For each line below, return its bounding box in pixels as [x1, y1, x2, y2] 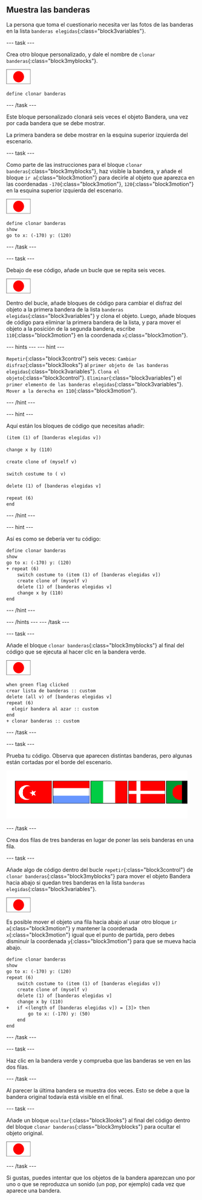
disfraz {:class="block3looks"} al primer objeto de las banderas [6, 361, 169, 368]
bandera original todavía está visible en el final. [6, 1093, 124, 1100]
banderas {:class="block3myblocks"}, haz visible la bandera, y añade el [6, 167, 183, 175]
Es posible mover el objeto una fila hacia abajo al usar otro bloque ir [6, 918, 177, 926]
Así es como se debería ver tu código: [6, 535, 101, 542]
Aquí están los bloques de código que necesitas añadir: [6, 422, 145, 429]
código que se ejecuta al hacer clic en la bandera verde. [6, 648, 146, 655]
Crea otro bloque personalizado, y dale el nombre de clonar [6, 51, 155, 58]
